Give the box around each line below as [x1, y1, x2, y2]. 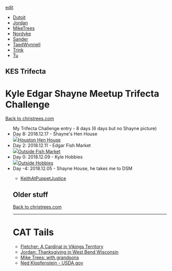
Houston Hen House [17, 137, 61, 143]
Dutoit [12, 14, 26, 20]
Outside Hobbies [17, 160, 54, 166]
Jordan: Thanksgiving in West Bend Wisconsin [20, 249, 119, 255]
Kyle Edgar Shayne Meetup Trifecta [5, 88, 160, 99]
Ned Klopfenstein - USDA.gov [20, 260, 83, 266]
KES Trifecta [5, 67, 46, 76]
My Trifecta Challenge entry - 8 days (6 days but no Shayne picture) [12, 126, 157, 132]
